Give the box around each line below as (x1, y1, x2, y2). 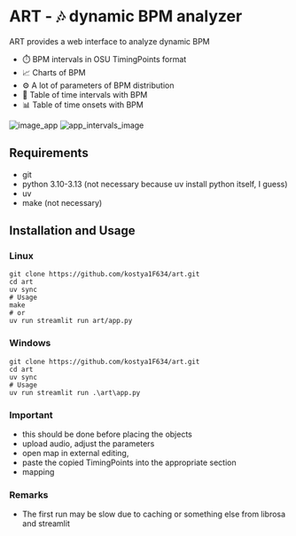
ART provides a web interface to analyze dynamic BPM (9, 35, 210, 46)
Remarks (9, 488, 49, 501)
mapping (21, 467, 55, 477)
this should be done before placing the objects (21, 429, 192, 440)
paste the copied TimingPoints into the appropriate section (21, 457, 237, 468)
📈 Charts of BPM (21, 67, 86, 77)
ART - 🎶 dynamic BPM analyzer (9, 6, 243, 27)
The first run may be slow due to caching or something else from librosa (21, 508, 286, 520)
